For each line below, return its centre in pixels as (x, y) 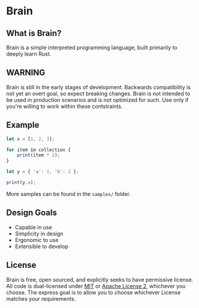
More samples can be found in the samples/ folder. (68, 194)
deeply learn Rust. (29, 54)
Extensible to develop (42, 246)
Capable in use (33, 227)
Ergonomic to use (37, 240)
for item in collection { (38, 150)
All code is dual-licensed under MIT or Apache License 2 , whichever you (96, 286)
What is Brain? (34, 33)
